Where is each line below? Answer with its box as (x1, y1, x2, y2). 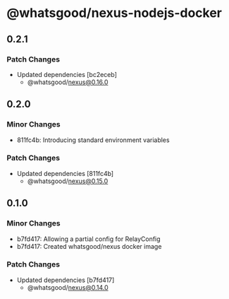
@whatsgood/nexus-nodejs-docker (6, 5, 223, 21)
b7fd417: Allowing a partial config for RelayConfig (16, 235, 161, 243)
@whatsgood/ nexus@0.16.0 (27, 78, 109, 86)
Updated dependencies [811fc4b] (16, 169, 114, 177)
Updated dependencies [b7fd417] (16, 276, 115, 284)
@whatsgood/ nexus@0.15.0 (27, 177, 109, 185)
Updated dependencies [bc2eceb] (16, 70, 118, 78)
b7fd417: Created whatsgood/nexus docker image (16, 242, 162, 250)
